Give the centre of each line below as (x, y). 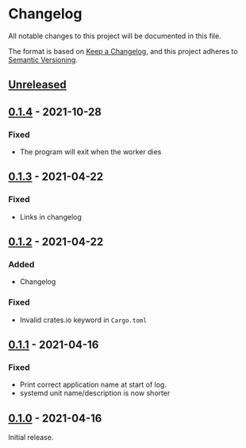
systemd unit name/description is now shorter (95, 393)
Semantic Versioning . (43, 60)
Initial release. (31, 438)
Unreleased (38, 85)
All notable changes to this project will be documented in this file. (115, 36)
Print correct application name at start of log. (93, 385)
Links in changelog (50, 216)
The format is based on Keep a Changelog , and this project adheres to (123, 51)
